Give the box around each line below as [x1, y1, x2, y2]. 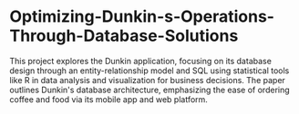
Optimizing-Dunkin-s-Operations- [9, 6, 275, 27]
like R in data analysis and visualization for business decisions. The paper [9, 74, 285, 85]
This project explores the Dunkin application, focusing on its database [9, 55, 272, 66]
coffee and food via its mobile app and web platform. [9, 93, 208, 105]
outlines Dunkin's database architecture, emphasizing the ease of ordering [9, 84, 290, 95]
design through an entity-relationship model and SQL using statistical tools [9, 65, 290, 76]
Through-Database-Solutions [9, 25, 239, 46]
